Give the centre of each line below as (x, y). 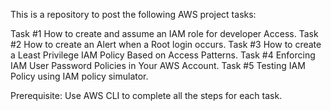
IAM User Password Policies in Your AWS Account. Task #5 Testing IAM (158, 65)
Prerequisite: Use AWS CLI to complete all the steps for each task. (146, 95)
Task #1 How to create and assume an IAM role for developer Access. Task (164, 33)
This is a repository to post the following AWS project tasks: (133, 14)
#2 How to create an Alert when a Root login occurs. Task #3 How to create (166, 44)
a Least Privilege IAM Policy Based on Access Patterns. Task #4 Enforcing (163, 55)
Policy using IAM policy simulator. (79, 76)
